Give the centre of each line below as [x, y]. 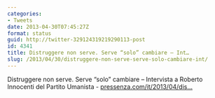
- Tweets [20, 20]
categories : [25, 14]
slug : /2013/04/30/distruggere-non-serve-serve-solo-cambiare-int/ [108, 59]
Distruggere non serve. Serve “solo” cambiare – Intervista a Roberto [105, 79]
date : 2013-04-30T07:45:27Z [48, 27]
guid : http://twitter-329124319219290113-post [76, 40]
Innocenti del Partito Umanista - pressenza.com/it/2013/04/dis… [100, 86]
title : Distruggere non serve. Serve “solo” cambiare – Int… [98, 53]
